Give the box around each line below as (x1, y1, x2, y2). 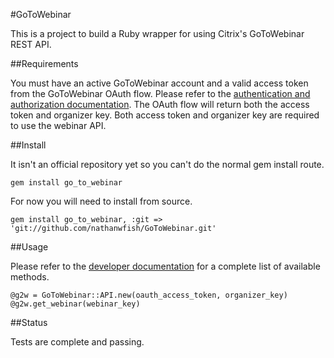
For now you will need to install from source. (10, 195, 193, 207)
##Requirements (10, 58, 79, 69)
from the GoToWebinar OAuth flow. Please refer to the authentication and (10, 88, 311, 99)
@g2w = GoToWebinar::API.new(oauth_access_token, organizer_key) (10, 290, 288, 300)
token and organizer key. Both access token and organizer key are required (10, 109, 320, 121)
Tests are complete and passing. (10, 336, 145, 348)
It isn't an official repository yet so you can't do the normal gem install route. (10, 159, 325, 170)
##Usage (10, 241, 49, 253)
